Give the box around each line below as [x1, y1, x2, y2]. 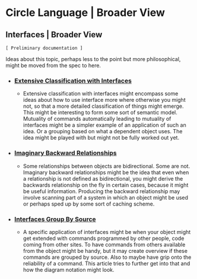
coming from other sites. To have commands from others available [23, 240, 186, 248]
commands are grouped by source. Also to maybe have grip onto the [23, 254, 192, 261]
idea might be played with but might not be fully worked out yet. [23, 134, 179, 142]
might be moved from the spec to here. [5, 62, 101, 69]
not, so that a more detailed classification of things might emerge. [23, 102, 185, 110]
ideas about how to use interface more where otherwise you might [23, 97, 186, 104]
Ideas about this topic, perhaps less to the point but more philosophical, [5, 56, 181, 62]
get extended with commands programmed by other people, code [23, 235, 185, 242]
